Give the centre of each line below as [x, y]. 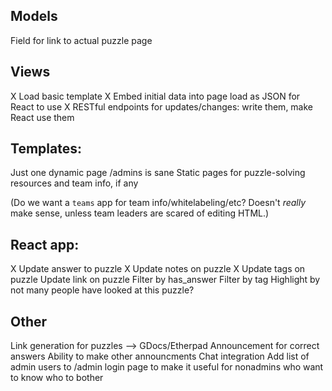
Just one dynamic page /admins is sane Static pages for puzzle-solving [158, 173]
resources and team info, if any [74, 183]
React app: [45, 244]
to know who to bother [57, 378]
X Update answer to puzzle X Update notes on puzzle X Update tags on [158, 269]
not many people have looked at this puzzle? [102, 290]
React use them [42, 117]
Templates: [46, 149]
